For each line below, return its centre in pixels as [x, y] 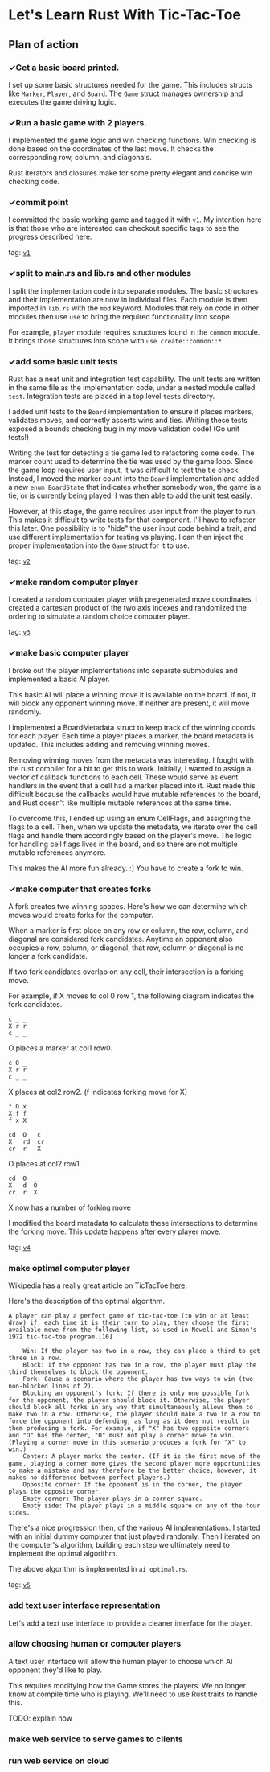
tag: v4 [19, 1247]
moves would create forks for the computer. [81, 915]
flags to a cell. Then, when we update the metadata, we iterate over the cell [133, 827]
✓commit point [39, 203]
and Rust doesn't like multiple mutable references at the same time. [120, 803]
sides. [19, 1513]
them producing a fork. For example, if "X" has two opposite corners [129, 1429]
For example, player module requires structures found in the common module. [134, 332]
